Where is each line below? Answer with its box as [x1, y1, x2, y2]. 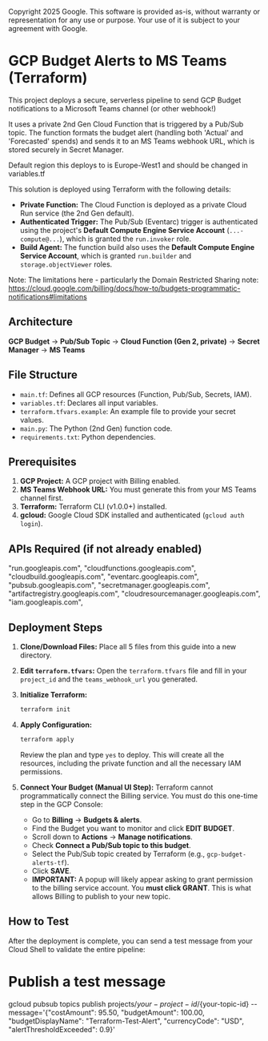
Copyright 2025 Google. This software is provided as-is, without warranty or [8, 7, 261, 16]
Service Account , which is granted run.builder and [19, 251, 192, 260]
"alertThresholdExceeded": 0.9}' [8, 1024, 116, 1034]
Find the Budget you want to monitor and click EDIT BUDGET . [31, 823, 234, 833]
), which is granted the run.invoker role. [59, 234, 192, 243]
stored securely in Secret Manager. [8, 144, 124, 155]
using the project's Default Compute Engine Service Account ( [19, 225, 230, 235]
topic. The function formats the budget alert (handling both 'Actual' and [8, 127, 244, 137]
